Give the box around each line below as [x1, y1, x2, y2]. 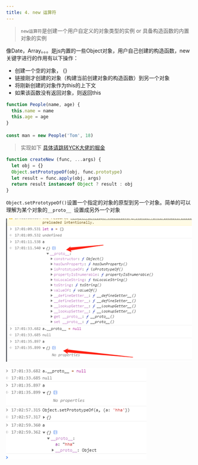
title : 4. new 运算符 [6, 9, 57, 15]
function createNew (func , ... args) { [6, 156, 101, 162]
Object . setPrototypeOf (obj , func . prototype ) [11, 169, 123, 175]
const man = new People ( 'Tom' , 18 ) [6, 133, 94, 138]
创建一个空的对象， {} [14, 67, 68, 74]
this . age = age [11, 114, 49, 120]
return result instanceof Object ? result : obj [11, 182, 133, 187]
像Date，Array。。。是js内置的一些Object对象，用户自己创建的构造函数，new [6, 47, 190, 54]
